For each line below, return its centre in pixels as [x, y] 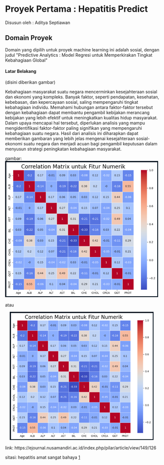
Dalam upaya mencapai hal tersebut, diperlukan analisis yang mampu [75, 123]
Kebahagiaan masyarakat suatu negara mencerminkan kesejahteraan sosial [81, 92]
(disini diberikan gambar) [30, 82]
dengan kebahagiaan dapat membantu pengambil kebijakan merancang [77, 112]
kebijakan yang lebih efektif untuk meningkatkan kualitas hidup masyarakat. [82, 117]
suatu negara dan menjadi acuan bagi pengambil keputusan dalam [91, 143]
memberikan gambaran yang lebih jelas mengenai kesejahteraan [70, 139]
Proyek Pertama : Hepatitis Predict [77, 9]
